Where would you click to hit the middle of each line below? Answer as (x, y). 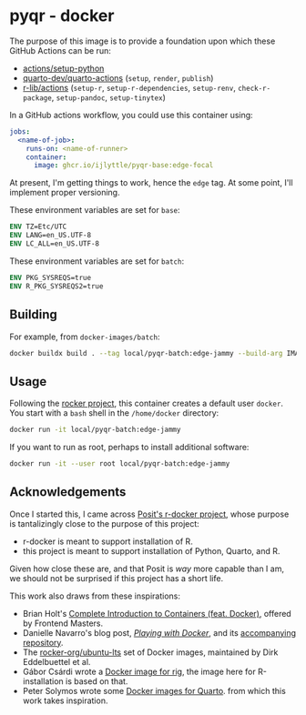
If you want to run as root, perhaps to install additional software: (129, 448)
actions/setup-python (63, 68)
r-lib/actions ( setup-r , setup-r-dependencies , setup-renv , (129, 87)
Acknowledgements (68, 492)
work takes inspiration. (65, 700)
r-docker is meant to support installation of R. (107, 541)
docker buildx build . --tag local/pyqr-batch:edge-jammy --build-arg (146, 353)
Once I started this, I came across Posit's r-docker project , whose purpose (149, 514)
